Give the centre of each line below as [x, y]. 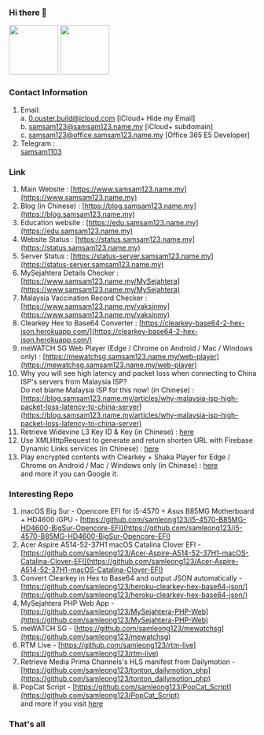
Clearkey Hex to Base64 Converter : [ [81, 323]
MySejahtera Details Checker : [70, 273]
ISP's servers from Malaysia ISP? [74, 381]
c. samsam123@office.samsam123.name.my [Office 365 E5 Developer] [135, 135]
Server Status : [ [47, 256]
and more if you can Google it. [69, 473]
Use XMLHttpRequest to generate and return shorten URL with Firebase [137, 440]
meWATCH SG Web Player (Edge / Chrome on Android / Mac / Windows [137, 348]
